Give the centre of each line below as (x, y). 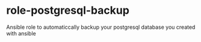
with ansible (21, 33)
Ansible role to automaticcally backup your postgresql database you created (101, 27)
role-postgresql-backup (68, 10)
